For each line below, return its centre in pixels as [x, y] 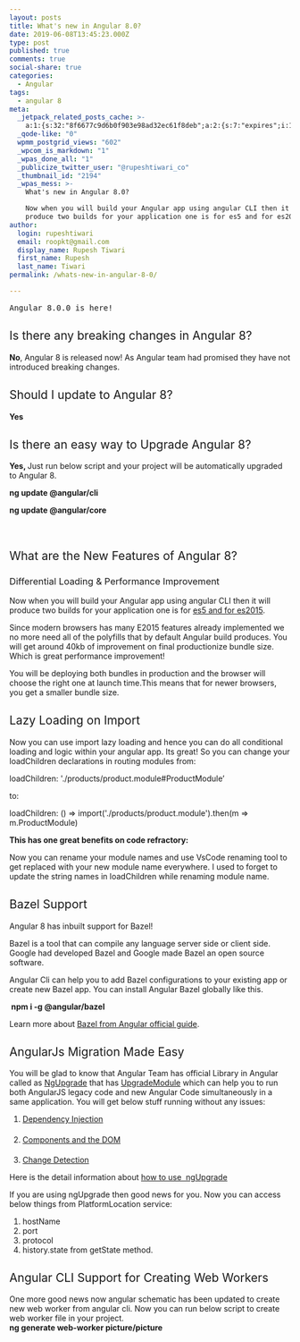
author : [24, 225]
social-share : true [46, 68]
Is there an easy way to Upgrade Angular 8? [130, 444]
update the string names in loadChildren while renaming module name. [139, 876]
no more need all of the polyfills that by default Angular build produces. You [148, 637]
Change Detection [55, 1159]
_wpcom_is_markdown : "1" [63, 150]
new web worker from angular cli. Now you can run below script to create [145, 1309]
